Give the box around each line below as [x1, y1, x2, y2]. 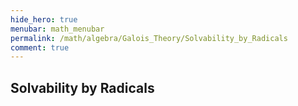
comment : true [10, 42, 70, 53]
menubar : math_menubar [10, 24, 105, 34]
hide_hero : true [10, 14, 78, 25]
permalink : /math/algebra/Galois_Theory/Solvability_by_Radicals [10, 33, 288, 43]
